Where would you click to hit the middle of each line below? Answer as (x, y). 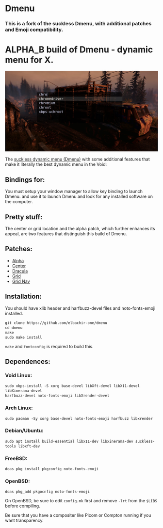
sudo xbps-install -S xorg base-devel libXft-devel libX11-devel (72, 386)
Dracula (20, 271)
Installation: (24, 296)
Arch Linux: (19, 408)
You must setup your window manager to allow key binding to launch (74, 192)
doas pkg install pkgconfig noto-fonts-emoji (52, 469)
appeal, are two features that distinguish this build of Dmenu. (66, 234)
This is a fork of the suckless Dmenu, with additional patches (78, 24)
